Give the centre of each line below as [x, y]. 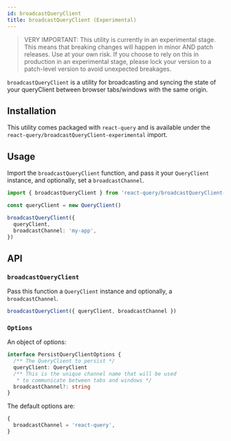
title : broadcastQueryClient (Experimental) [72, 20]
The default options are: [41, 406]
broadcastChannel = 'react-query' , [64, 425]
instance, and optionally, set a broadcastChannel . [76, 180]
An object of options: [37, 342]
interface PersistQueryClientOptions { [64, 355]
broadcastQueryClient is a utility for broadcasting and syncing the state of [112, 82]
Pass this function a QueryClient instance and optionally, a [90, 291]
